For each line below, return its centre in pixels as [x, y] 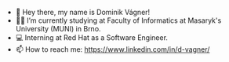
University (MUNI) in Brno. [58, 29]
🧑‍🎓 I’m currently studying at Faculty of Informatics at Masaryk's [118, 20]
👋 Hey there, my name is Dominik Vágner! [83, 12]
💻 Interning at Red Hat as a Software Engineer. [92, 38]
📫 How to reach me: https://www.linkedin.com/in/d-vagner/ [113, 49]
